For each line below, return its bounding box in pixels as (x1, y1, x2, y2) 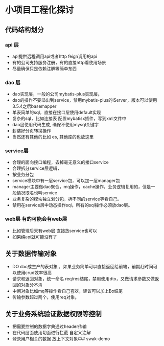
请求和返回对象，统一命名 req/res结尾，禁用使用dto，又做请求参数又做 (12, 276, 155, 281)
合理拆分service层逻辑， (12, 165, 62, 171)
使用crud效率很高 (16, 270, 52, 276)
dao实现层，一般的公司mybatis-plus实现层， (12, 91, 102, 97)
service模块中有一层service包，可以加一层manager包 (12, 178, 120, 184)
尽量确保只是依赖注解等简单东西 (12, 66, 77, 71)
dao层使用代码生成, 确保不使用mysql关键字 (12, 122, 99, 128)
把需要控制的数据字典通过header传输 (12, 323, 87, 329)
